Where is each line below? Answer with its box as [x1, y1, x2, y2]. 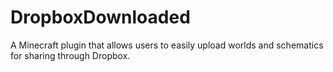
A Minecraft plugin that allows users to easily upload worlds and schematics [10, 39, 324, 51]
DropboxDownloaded [10, 6, 191, 29]
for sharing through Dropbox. [10, 49, 131, 61]
